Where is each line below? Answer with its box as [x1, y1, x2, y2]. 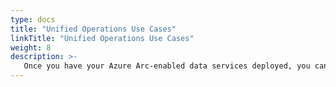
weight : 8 [10, 42, 52, 53]
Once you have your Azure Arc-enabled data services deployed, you [23, 61, 311, 71]
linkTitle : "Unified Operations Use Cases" [10, 33, 195, 43]
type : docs [10, 14, 56, 25]
